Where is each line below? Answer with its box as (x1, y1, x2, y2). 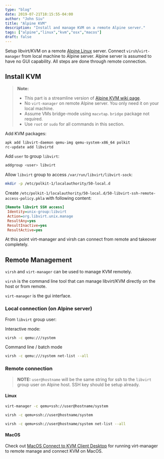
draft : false (5, 35, 32, 40)
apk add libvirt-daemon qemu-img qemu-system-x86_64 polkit (5, 140, 131, 145)
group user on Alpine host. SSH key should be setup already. (17, 382, 140, 387)
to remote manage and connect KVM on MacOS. (5, 448, 103, 454)
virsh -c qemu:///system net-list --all (5, 354, 89, 359)
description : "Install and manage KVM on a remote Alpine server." (5, 25, 146, 30)
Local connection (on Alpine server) (5, 305, 93, 312)
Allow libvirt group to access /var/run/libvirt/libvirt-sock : (5, 172, 133, 178)
